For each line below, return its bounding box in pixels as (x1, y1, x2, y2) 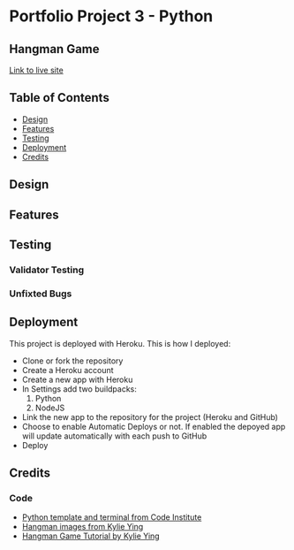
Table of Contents (9, 90, 110, 105)
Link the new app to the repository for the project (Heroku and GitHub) (21, 411, 278, 422)
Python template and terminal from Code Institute (21, 512, 202, 523)
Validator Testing (9, 264, 85, 276)
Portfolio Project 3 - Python (9, 6, 214, 27)
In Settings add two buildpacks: (21, 383, 137, 394)
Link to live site (9, 65, 64, 75)
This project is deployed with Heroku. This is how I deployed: (9, 338, 231, 348)
